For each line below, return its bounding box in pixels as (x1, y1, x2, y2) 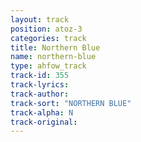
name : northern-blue (10, 52, 97, 62)
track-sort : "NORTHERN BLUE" (10, 98, 132, 108)
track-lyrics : (10, 80, 70, 90)
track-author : (10, 89, 70, 99)
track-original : (10, 117, 78, 127)
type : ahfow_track (10, 61, 87, 71)
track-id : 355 (10, 71, 70, 81)
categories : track (10, 33, 87, 43)
